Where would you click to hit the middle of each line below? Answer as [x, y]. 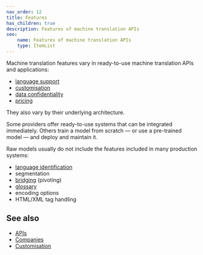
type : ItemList [36, 46]
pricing [24, 100]
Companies [29, 239]
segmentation [32, 173]
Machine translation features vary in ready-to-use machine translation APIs [100, 63]
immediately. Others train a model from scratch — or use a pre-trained [94, 131]
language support [37, 81]
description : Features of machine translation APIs [73, 29]
